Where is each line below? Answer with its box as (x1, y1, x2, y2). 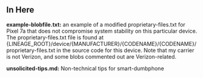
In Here (6, 5, 35, 15)
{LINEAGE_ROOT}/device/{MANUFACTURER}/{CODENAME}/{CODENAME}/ (6, 40, 197, 47)
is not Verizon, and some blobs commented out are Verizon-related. (6, 53, 177, 60)
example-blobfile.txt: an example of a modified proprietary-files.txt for (6, 21, 186, 28)
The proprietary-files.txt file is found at (6, 33, 104, 41)
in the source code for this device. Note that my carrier (56, 47, 194, 54)
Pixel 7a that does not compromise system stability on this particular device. (6, 27, 198, 34)
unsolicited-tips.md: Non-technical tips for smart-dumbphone (6, 65, 165, 72)
